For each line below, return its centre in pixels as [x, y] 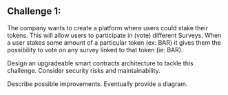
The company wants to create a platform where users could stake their [108, 28]
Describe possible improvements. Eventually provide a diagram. [97, 84]
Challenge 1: [34, 11]
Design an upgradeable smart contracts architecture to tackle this [101, 63]
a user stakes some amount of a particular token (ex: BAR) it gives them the [114, 42]
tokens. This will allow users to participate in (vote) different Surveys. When [114, 35]
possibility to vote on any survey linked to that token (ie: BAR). [95, 50]
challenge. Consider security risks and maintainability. [84, 70]
